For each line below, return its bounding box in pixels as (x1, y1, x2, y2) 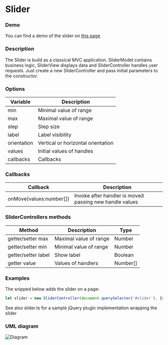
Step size (37, 123, 60, 130)
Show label (54, 251, 80, 258)
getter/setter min (7, 243, 47, 250)
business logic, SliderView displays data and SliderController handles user (5, 62, 158, 68)
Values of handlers (54, 260, 98, 267)
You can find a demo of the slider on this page (5, 33, 100, 39)
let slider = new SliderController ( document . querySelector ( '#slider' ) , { (5, 295, 162, 301)
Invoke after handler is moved (74, 192, 144, 199)
